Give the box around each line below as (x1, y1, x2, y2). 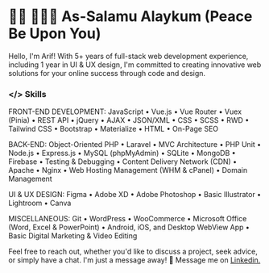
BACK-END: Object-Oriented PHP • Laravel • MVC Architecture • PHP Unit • (8, 140, 262, 149)
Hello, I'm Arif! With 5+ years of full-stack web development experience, (8, 51, 249, 61)
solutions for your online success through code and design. (8, 68, 206, 78)
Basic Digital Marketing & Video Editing (8, 231, 138, 241)
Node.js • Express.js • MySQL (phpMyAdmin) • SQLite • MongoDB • (8, 149, 236, 158)
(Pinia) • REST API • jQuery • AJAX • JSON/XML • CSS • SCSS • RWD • (8, 115, 250, 125)
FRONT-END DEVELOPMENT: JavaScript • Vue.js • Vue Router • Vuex (8, 107, 242, 116)
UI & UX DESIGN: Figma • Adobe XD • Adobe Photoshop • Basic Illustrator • (8, 190, 262, 199)
